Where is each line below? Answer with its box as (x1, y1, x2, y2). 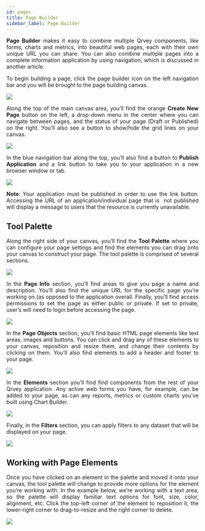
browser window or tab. (6, 167, 66, 174)
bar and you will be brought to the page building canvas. (6, 81, 148, 89)
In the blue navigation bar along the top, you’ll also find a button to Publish (6, 154, 199, 162)
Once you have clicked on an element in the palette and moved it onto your (6, 473, 199, 481)
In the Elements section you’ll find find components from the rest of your (6, 379, 199, 386)
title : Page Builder (6, 15, 59, 21)
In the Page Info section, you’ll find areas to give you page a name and (6, 280, 199, 288)
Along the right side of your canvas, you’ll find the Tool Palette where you (6, 237, 199, 245)
